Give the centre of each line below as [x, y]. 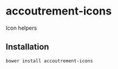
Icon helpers [21, 28]
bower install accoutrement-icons [50, 61]
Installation [27, 47]
